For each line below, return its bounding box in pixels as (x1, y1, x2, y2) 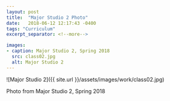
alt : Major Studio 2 (12, 59, 64, 65)
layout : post (6, 8, 39, 15)
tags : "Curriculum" (6, 25, 56, 32)
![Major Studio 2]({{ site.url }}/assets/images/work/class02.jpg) (6, 76, 165, 83)
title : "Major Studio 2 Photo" (6, 15, 88, 21)
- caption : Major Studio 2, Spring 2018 (6, 48, 110, 54)
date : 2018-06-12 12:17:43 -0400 (6, 20, 97, 26)
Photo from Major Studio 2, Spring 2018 (6, 87, 106, 94)
